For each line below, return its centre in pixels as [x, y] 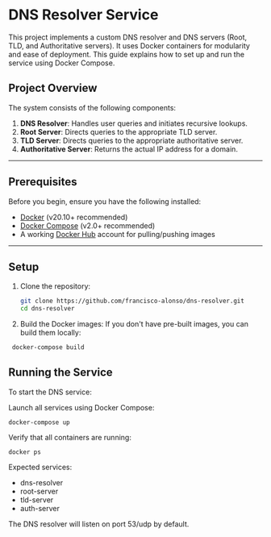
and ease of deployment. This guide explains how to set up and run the [126, 54]
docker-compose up [39, 422]
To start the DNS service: [50, 392]
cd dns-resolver [47, 309]
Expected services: [40, 467]
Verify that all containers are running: [70, 437]
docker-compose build [48, 348]
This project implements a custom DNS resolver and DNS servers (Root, [128, 37]
